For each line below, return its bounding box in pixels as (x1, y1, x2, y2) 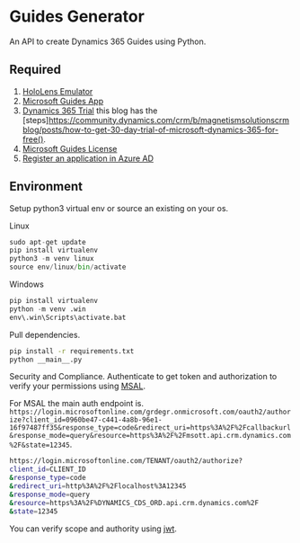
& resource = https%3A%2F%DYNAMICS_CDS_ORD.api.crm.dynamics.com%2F (9, 498, 259, 507)
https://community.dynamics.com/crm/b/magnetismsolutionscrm (48, 114, 290, 125)
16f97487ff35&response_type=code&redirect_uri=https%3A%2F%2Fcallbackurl (9, 423, 292, 432)
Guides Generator (9, 6, 146, 27)
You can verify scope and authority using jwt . (9, 523, 178, 534)
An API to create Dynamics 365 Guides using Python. (9, 36, 207, 47)
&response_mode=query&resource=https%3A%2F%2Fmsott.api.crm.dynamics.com (9, 432, 292, 441)
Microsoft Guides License (22, 143, 118, 154)
